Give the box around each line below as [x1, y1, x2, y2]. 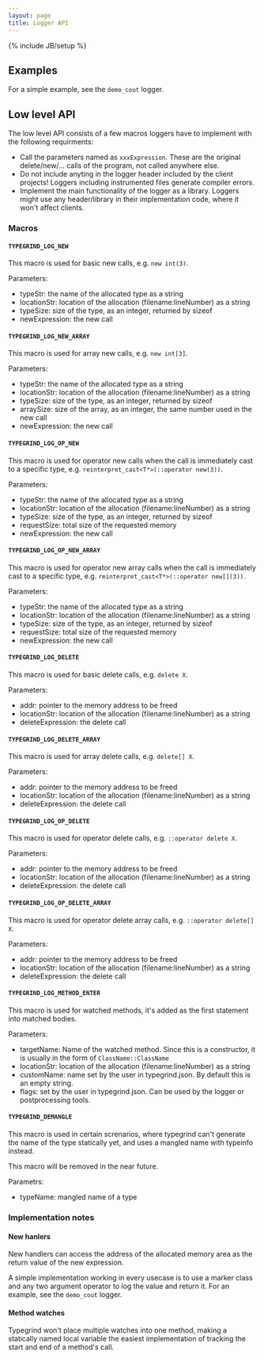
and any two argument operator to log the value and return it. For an [8, 1281, 230, 1291]
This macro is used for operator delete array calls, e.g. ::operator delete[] [8, 915, 255, 925]
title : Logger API [8, 19, 69, 27]
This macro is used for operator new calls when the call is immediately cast [8, 456, 254, 465]
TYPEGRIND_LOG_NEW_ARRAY [8, 332, 90, 341]
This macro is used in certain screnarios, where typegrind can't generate [8, 1130, 246, 1139]
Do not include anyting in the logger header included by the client [19, 170, 233, 179]
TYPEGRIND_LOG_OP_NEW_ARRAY [8, 547, 101, 555]
